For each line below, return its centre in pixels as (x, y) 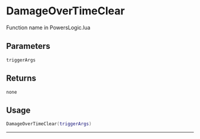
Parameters (28, 46)
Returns (21, 78)
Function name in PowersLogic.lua (48, 27)
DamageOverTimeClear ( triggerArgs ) (49, 124)
